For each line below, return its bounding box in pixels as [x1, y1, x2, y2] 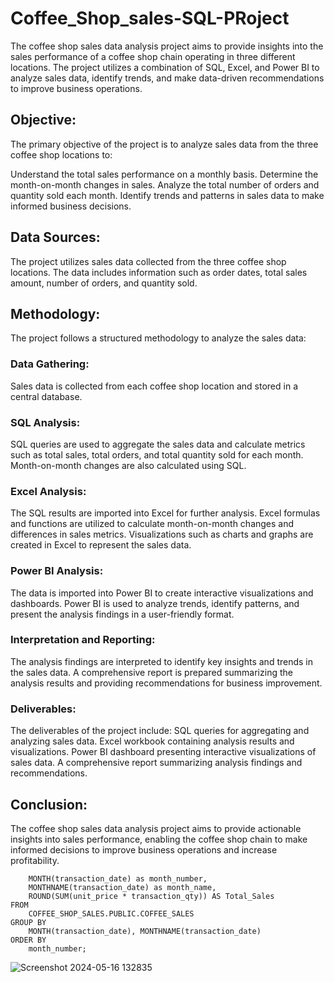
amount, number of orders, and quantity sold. [10, 277, 198, 289]
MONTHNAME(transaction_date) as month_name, [28, 882, 217, 892]
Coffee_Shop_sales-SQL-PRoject [10, 7, 290, 30]
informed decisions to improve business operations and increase [10, 843, 278, 856]
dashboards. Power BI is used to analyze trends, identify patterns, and [10, 597, 300, 609]
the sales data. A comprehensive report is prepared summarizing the [10, 666, 293, 678]
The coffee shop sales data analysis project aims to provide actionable [10, 822, 302, 834]
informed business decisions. [10, 200, 132, 212]
